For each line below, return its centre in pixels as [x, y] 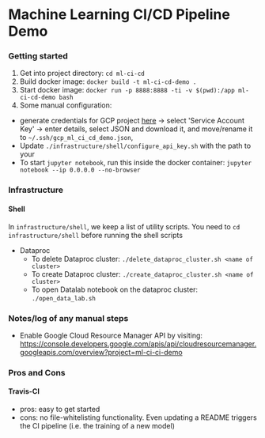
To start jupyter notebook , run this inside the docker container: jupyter [135, 163]
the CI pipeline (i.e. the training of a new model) [97, 426]
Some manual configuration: [66, 105]
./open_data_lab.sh [64, 298]
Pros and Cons [37, 372]
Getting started [38, 56]
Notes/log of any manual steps [68, 318]
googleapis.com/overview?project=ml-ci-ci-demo [101, 352]
